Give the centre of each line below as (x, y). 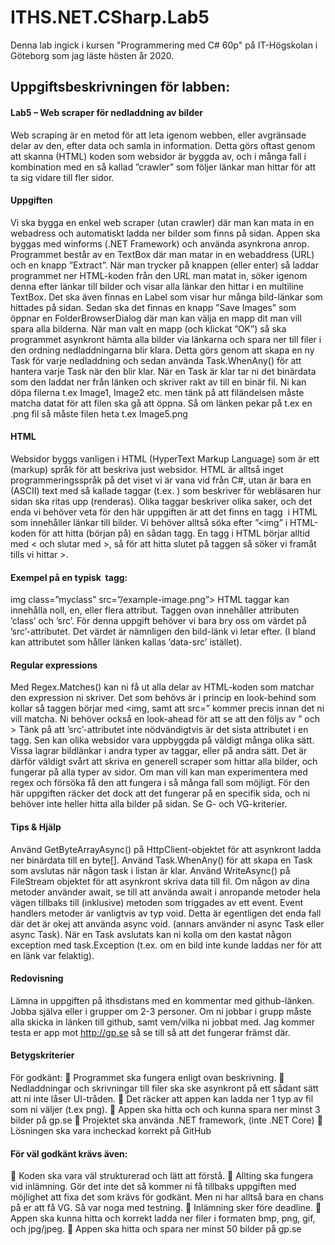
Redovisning (37, 978)
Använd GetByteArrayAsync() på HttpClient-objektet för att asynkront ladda (166, 849)
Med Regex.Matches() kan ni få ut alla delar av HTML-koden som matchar (162, 687)
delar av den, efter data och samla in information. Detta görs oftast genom (163, 145)
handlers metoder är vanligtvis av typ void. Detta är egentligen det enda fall (166, 913)
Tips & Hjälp (36, 827)
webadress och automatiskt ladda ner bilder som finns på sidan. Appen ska (165, 233)
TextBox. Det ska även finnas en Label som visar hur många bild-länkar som (166, 297)
